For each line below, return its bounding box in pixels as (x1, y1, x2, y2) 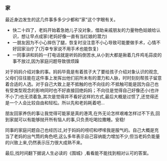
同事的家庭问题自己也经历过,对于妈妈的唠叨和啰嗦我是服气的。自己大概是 (5, 127, 155, 133)
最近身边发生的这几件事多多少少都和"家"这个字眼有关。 (5, 16, 118, 23)
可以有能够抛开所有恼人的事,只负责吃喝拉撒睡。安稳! (18, 117, 126, 123)
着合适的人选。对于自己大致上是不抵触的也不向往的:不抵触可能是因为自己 (5, 81, 155, 87)
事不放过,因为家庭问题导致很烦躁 (12, 58, 80, 64)
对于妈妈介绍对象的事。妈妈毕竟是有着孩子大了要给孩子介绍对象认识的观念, (5, 69, 159, 75)
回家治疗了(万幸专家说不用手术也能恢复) (16, 46, 99, 52)
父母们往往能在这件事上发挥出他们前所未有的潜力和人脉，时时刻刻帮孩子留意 (5, 75, 162, 81)
